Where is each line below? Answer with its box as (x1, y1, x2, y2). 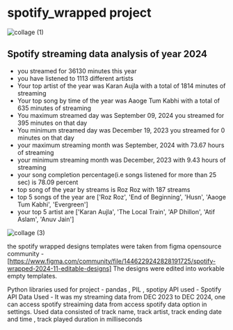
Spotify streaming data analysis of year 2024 (7, 48, 207, 60)
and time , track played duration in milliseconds (7, 315, 143, 323)
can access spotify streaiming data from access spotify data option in (7, 300, 207, 308)
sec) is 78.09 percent (17, 178, 79, 186)
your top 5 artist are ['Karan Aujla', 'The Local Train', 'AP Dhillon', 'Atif (17, 207, 216, 216)
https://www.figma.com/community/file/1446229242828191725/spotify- (9, 257, 216, 265)
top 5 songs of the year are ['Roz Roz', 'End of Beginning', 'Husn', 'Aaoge (17, 193, 226, 201)
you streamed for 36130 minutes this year (17, 66, 137, 75)
